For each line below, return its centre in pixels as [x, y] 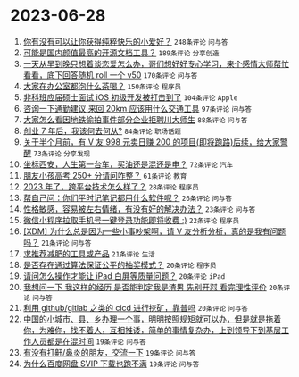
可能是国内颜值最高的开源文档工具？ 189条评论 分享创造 [121, 52]
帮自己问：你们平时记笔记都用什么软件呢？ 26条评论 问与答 [128, 197]
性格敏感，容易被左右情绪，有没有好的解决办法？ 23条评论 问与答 [139, 209]
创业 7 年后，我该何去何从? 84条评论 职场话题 [102, 130]
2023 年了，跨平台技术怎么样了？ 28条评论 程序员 [111, 186]
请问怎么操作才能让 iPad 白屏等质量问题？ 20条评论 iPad [124, 276]
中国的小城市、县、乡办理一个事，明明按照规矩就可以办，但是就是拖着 [152, 319]
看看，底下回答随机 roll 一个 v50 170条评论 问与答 [110, 75]
